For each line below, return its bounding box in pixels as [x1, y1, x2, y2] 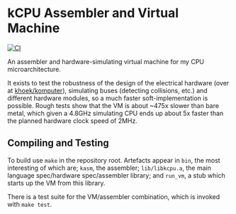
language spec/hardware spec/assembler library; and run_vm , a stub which [7, 171, 225, 179]
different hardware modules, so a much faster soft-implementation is [7, 94, 208, 102]
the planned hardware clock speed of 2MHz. [7, 116, 138, 125]
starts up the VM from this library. [7, 178, 106, 187]
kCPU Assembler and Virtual [7, 5, 179, 21]
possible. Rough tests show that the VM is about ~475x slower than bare [7, 101, 220, 109]
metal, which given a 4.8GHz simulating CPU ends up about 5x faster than [7, 109, 224, 117]
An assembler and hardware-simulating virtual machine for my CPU [7, 57, 204, 65]
